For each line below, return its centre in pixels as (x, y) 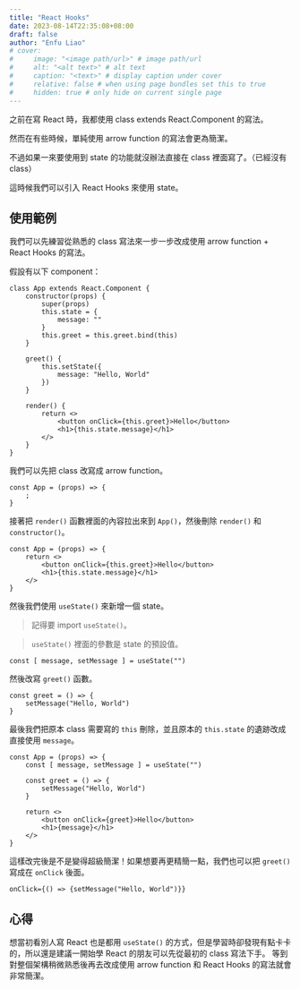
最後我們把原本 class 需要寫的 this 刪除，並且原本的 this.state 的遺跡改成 (148, 729)
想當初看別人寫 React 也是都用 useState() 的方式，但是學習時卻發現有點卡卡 (150, 942)
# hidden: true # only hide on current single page (116, 92)
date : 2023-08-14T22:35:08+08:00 (72, 26)
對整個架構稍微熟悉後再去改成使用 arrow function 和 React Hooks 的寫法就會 (150, 965)
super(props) (66, 304)
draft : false (34, 34)
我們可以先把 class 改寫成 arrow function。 (89, 471)
